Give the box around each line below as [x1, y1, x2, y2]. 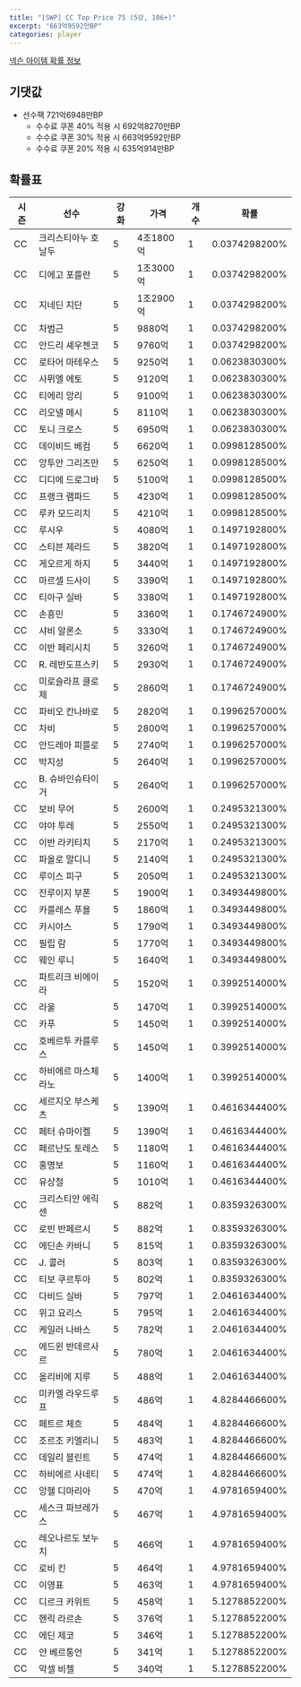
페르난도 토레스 [39, 1142, 99, 1154]
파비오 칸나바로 [39, 705, 99, 718]
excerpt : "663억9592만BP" [9, 22, 103, 30]
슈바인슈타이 [48, 772, 99, 785]
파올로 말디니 [39, 853, 91, 865]
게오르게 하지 [39, 557, 91, 570]
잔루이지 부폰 [39, 887, 91, 899]
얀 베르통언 [39, 1646, 83, 1658]
